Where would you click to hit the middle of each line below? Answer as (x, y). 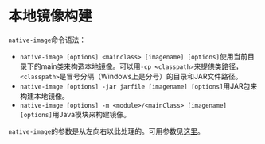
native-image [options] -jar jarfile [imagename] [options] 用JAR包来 (138, 86)
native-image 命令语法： (47, 40)
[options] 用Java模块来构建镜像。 (75, 114)
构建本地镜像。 (44, 96)
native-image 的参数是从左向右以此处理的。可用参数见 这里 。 (106, 131)
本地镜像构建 (51, 16)
